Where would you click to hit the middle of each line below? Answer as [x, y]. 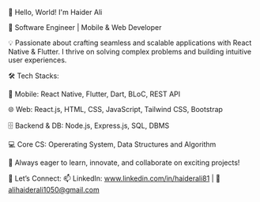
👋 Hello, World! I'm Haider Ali [55, 12]
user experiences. [38, 60]
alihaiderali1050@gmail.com [54, 190]
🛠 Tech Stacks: [34, 76]
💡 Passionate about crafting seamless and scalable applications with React [130, 43]
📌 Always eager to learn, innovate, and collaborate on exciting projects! [124, 163]
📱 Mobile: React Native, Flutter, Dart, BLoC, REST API [94, 94]
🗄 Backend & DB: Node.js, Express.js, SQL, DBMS [89, 125]
